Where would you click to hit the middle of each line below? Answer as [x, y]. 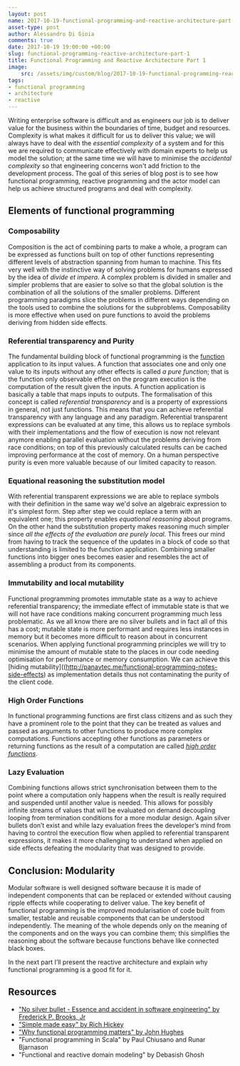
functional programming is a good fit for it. [70, 969]
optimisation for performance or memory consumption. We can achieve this [119, 659]
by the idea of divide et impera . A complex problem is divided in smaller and [120, 277]
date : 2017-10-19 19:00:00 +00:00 [59, 47]
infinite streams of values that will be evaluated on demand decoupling [112, 810]
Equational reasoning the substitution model [87, 480]
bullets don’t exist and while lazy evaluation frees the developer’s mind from [119, 826]
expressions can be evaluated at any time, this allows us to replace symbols [119, 424]
